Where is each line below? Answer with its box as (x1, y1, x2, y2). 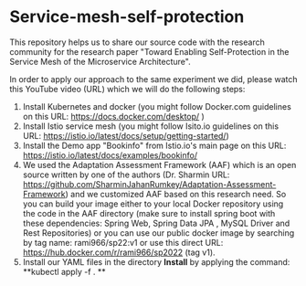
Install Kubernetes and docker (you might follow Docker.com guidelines (22, 101, 292, 111)
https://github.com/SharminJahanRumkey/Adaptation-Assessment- (22, 178, 277, 189)
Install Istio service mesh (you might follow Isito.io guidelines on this (22, 121, 280, 132)
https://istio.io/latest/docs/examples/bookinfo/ (22, 149, 198, 161)
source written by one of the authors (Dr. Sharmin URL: (22, 169, 230, 180)
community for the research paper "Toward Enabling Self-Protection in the (9, 46, 290, 57)
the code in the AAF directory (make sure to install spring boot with (22, 207, 276, 218)
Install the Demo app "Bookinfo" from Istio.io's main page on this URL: (22, 140, 287, 151)
